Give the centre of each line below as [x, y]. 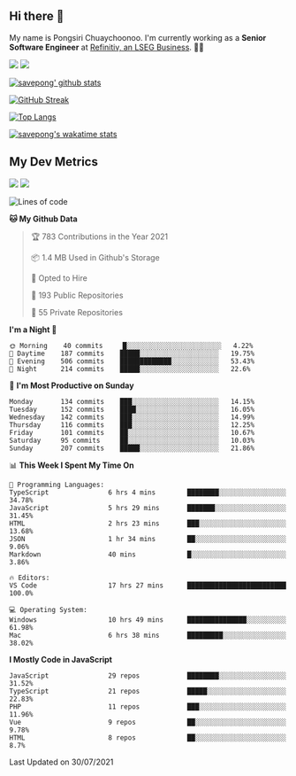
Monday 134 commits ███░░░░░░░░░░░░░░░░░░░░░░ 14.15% [132, 401]
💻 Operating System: [49, 609]
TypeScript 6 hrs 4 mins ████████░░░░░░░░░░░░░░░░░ [148, 493]
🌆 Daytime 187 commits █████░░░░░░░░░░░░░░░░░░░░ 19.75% [132, 353]
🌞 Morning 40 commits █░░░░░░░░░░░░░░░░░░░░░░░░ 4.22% [131, 345]
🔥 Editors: [30, 578]
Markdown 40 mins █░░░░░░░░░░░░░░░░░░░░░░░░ [148, 555]
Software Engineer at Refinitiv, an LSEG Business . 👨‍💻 [107, 47]
